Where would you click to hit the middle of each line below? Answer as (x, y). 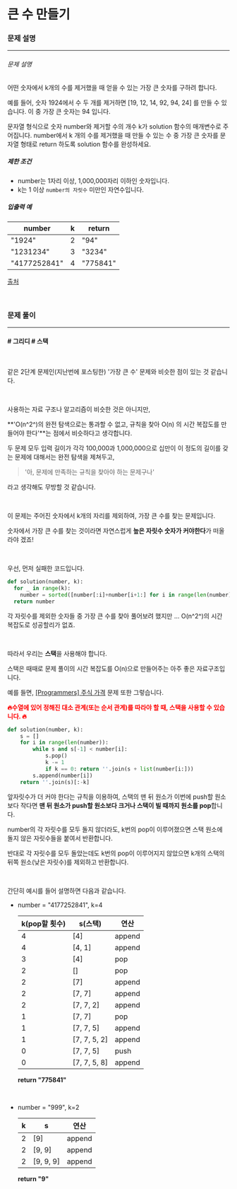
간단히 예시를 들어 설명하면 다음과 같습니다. (67, 891)
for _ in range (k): (42, 588)
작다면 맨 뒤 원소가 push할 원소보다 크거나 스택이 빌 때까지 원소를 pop (116, 805)
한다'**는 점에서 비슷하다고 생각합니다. (79, 433)
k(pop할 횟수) (43, 923)
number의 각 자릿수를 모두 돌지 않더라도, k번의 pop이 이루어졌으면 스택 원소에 (115, 829)
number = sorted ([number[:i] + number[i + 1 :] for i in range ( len (113, 594)
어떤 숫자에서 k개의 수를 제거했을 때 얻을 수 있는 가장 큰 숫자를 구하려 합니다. (112, 87)
